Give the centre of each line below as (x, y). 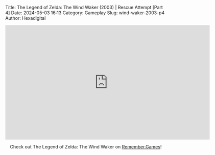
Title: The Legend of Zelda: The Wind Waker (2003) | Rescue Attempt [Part (84, 7)
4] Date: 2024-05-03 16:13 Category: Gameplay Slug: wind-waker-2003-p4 (85, 13)
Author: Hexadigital (26, 18)
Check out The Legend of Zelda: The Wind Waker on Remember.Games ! (86, 147)
